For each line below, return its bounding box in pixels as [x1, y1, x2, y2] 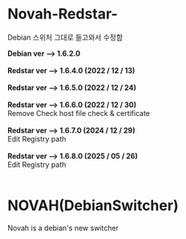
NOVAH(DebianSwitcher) [7, 196, 179, 215]
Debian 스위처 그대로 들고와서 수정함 [7, 32, 123, 42]
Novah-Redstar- [7, 5, 118, 23]
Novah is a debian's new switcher [7, 223, 119, 233]
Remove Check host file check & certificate [7, 108, 150, 117]
